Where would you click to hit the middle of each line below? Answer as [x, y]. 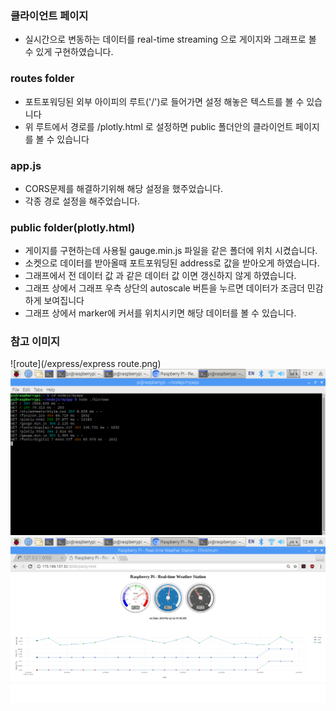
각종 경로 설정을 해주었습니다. [82, 201]
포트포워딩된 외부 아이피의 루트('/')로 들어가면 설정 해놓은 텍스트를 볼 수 [164, 101]
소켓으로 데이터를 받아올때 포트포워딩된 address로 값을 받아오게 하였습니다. [172, 263]
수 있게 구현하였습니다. [69, 52]
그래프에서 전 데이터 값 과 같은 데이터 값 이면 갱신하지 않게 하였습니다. [160, 276]
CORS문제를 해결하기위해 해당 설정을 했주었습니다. [124, 188]
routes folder [42, 79]
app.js [26, 165]
